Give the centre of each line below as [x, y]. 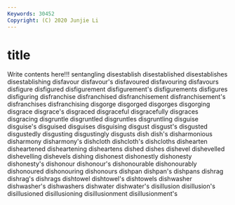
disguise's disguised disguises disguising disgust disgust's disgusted [108, 126]
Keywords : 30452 [31, 14]
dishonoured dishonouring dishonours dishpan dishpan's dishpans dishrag [115, 171]
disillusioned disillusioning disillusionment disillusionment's [92, 194]
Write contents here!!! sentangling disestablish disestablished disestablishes [117, 74]
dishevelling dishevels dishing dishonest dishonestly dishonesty [100, 157]
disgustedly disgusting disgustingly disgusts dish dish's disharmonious [110, 134]
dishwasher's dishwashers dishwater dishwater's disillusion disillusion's [112, 186]
